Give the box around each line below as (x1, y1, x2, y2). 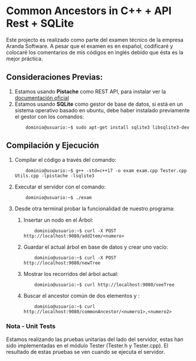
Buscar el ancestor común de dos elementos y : (23, 292, 140, 299)
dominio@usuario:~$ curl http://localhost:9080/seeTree (34, 282, 175, 288)
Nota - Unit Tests (6, 322, 56, 330)
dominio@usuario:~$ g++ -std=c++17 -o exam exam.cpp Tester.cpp (25, 167, 187, 174)
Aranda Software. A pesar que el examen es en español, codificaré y (6, 43, 173, 50)
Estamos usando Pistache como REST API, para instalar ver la (14, 87, 166, 95)
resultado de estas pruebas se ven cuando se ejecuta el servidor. (6, 348, 165, 355)
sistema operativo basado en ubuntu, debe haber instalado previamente (14, 106, 190, 113)
